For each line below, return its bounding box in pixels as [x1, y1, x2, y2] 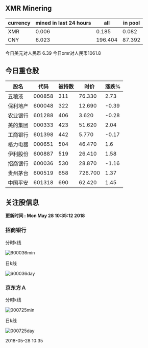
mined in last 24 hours [35, 19, 91, 26]
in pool [123, 19, 140, 26]
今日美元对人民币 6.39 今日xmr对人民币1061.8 [5, 50, 101, 56]
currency [8, 19, 31, 26]
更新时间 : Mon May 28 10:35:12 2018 [5, 212, 85, 219]
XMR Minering [5, 4, 52, 13]
